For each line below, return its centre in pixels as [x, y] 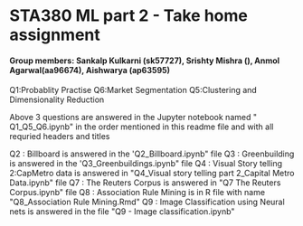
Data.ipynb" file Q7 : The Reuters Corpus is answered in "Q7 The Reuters [145, 183]
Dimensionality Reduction [57, 99]
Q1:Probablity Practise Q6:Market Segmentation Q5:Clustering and [133, 90]
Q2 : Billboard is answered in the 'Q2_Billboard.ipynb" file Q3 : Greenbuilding [152, 154]
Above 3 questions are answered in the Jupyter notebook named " [133, 118]
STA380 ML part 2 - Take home [129, 16]
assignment [55, 35]
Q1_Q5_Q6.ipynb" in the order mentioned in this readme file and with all [142, 127]
